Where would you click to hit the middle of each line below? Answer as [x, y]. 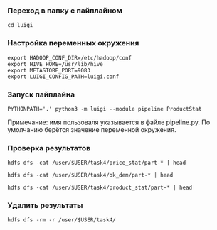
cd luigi [20, 26]
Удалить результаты [45, 206]
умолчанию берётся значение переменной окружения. [92, 129]
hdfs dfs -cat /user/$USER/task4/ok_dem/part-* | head [90, 175]
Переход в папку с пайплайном [65, 11]
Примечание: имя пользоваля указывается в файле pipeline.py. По [109, 122]
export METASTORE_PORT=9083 [49, 70]
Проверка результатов [49, 148]
